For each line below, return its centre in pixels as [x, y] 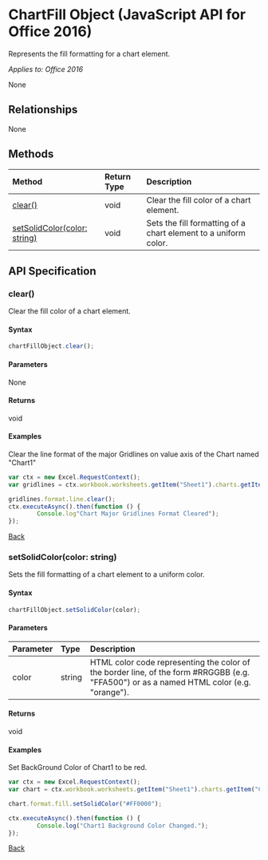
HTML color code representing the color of [170, 662]
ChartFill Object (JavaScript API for [127, 15]
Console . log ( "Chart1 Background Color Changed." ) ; [123, 826]
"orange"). [110, 692]
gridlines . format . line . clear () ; [62, 499]
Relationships [43, 110]
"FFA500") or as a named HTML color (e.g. [170, 682]
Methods [31, 154]
